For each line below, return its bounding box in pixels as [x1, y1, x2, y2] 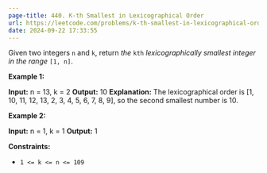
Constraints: [8, 142, 51, 152]
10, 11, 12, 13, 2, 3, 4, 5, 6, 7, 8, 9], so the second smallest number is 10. [8, 96, 238, 106]
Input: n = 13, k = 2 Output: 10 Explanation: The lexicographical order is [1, [8, 87, 254, 97]
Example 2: [8, 111, 46, 121]
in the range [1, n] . [8, 56, 73, 66]
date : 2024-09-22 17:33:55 [8, 26, 98, 34]
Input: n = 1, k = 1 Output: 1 [8, 126, 98, 136]
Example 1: [8, 72, 45, 82]
